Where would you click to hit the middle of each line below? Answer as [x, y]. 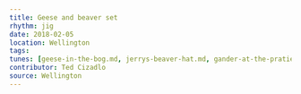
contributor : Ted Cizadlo [57, 68]
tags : [19, 51]
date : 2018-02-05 [42, 34]
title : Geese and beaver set [64, 17]
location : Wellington [50, 43]
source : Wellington [46, 76]
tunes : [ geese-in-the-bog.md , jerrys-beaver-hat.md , [110, 59]
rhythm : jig [31, 26]
